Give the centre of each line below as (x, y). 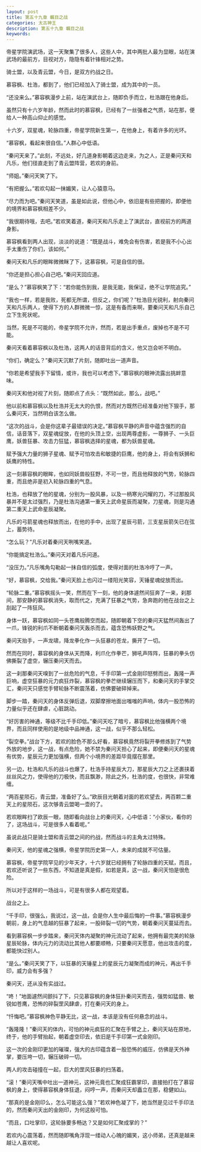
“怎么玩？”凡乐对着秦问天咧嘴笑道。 (51, 542)
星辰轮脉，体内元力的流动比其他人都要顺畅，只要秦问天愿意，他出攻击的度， (100, 943)
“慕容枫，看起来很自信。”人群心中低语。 (54, 143)
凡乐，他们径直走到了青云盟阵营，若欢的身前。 (64, 163)
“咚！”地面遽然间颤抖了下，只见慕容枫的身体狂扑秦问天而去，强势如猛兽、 (98, 997)
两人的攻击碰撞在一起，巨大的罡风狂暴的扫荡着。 (66, 1070)
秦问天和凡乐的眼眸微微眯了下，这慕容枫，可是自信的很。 (77, 262)
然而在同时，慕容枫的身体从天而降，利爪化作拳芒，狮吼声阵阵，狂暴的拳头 (98, 653)
